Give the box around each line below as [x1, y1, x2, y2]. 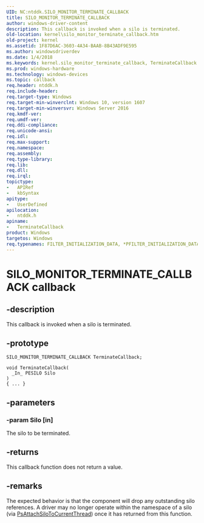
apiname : [6, 219, 29, 225]
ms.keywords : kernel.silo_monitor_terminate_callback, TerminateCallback [6, 60, 197, 66]
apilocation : [6, 207, 39, 213]
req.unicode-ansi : [6, 128, 53, 134]
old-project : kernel [6, 37, 59, 43]
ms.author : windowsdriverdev [6, 49, 80, 55]
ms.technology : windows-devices [6, 71, 88, 77]
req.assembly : [6, 150, 42, 156]
